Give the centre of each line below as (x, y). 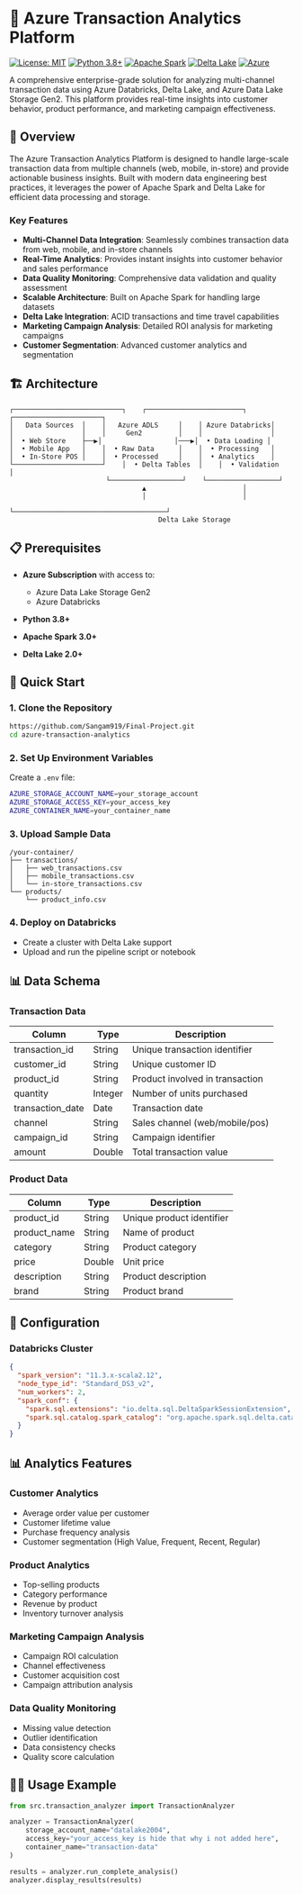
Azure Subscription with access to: (89, 575)
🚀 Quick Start (47, 682)
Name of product (159, 1232)
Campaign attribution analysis (77, 1685)
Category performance (65, 1594)
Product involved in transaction (197, 1079)
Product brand (153, 1291)
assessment (44, 288)
